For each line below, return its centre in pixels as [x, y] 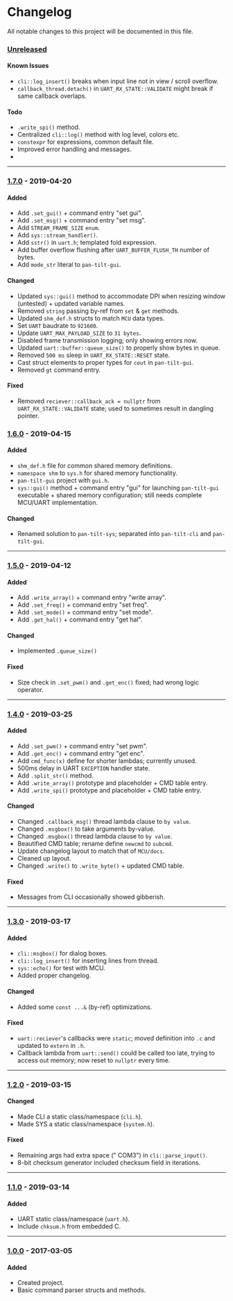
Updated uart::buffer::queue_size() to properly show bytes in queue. [119, 347]
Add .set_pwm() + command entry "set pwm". [82, 746]
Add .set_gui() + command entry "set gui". [80, 213]
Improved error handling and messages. [74, 149]
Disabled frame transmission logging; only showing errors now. [107, 340]
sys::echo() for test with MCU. [61, 968]
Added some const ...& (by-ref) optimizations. [85, 1007]
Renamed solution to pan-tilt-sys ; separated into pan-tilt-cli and [114, 534]
